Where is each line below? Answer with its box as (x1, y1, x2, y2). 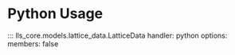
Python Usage (7, 5, 104, 23)
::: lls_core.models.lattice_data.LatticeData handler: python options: (7, 31, 228, 40)
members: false (7, 38, 59, 48)
